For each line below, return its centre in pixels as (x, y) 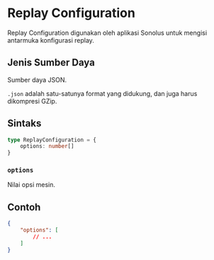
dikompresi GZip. (32, 101)
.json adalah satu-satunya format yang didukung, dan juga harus (102, 93)
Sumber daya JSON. (37, 80)
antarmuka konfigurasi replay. (51, 40)
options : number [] (47, 146)
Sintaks (24, 123)
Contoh (24, 207)
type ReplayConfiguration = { (52, 140)
